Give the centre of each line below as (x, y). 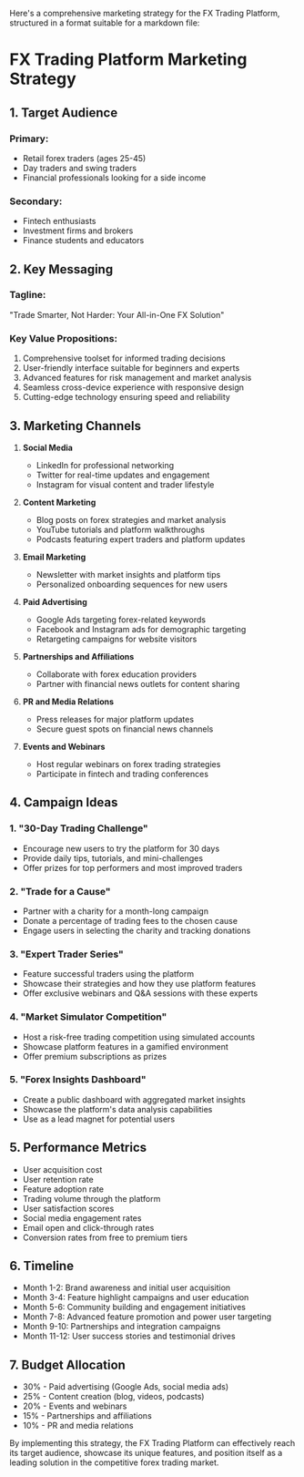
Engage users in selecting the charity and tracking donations (137, 930)
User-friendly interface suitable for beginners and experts (131, 368)
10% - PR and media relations (78, 1426)
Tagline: (28, 295)
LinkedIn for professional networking (105, 465)
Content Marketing (59, 502)
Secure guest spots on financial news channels (125, 729)
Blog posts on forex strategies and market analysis (131, 519)
